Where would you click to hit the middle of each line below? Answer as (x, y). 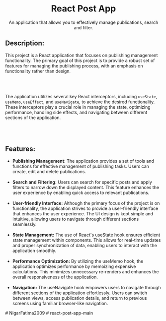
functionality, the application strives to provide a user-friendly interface (85, 208)
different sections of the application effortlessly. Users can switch (80, 293)
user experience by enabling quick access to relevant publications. (81, 193)
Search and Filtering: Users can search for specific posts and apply (82, 182)
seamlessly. (24, 224)
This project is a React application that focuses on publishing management (82, 55)
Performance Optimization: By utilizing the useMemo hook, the (78, 261)
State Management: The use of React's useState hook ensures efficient (86, 235)
